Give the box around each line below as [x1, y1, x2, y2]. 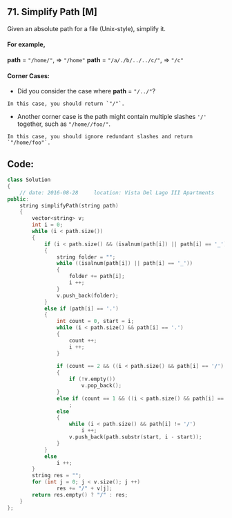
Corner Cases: [7, 71, 50, 80]
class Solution [7, 176, 51, 183]
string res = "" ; [32, 472, 81, 479]
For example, [7, 40, 46, 48]
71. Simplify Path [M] [7, 6, 98, 18]
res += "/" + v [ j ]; [56, 485, 113, 492]
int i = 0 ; [32, 221, 64, 228]
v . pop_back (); [81, 382, 122, 389]
